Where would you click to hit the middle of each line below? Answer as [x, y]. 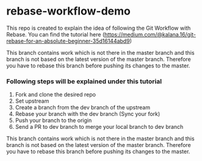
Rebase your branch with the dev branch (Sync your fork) [88, 114]
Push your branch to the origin [53, 120]
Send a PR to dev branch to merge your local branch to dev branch [99, 127]
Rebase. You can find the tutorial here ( [56, 34]
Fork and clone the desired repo [56, 95]
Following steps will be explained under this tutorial [84, 81]
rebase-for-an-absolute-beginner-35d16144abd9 [68, 41]
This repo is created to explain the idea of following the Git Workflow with [99, 28]
